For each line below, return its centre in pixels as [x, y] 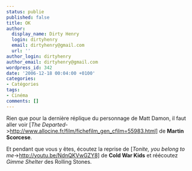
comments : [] [23, 101]
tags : [13, 90]
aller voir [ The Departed [36, 124]
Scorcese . [19, 137]
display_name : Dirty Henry [45, 34]
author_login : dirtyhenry [39, 56]
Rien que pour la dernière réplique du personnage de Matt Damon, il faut [96, 118]
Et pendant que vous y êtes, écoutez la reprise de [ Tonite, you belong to [96, 149]
